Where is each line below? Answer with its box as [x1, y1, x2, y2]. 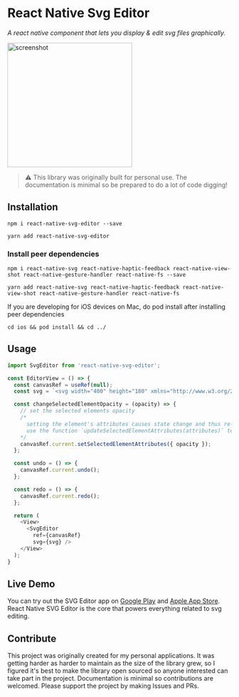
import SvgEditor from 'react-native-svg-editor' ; [7, 361, 161, 369]
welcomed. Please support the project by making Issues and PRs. [7, 681, 199, 691]
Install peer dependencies [7, 249, 100, 259]
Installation [7, 201, 58, 213]
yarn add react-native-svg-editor [7, 233, 110, 240]
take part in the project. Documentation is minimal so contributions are [7, 674, 213, 683]
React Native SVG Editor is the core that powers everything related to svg [7, 605, 222, 613]
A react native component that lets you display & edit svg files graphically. [7, 28, 226, 37]
